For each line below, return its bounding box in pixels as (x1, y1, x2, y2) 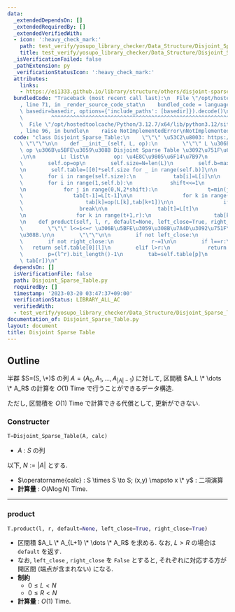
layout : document (7, 322, 58, 329)
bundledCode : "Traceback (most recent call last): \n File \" (13, 95, 199, 102)
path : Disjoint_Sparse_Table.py (13, 277, 108, 284)
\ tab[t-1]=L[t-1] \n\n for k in (20, 192, 208, 199)
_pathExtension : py (13, 62, 71, 69)
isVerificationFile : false (13, 270, 92, 277)
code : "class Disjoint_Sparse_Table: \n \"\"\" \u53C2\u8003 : (13, 134, 205, 141)
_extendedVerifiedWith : (13, 29, 83, 37)
